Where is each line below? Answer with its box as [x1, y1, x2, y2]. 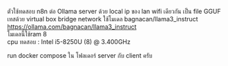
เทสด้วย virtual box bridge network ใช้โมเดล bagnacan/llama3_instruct [7, 15, 198, 23]
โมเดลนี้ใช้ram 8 [7, 30, 47, 38]
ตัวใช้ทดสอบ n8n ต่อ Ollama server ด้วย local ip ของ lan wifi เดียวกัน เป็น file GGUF [7, 8, 221, 15]
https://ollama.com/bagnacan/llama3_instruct [7, 23, 137, 31]
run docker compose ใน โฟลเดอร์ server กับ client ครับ [7, 52, 153, 59]
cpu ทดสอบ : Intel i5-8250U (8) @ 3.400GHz [7, 38, 131, 45]
